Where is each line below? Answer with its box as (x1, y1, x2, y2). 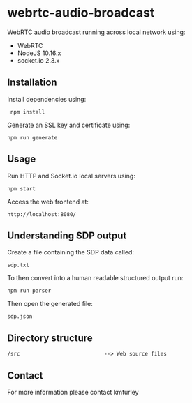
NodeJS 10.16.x (17, 49, 61, 57)
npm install (10, 108, 45, 116)
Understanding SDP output (7, 229, 127, 241)
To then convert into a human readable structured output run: (7, 274, 184, 282)
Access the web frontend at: (7, 197, 89, 206)
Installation (7, 77, 57, 89)
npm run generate (7, 134, 58, 141)
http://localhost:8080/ (7, 211, 77, 218)
